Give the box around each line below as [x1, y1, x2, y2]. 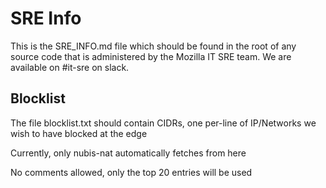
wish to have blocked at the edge [10, 127, 148, 139]
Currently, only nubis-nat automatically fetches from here [10, 147, 247, 159]
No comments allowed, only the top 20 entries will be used [10, 166, 253, 178]
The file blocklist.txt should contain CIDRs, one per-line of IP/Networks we [10, 117, 317, 129]
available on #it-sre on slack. [10, 61, 130, 73]
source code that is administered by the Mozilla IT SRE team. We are [10, 50, 292, 62]
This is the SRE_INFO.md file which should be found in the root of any [10, 40, 297, 52]
